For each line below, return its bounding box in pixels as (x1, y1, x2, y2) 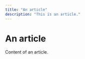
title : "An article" (5, 7, 48, 12)
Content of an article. (5, 49, 48, 55)
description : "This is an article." (5, 12, 81, 17)
